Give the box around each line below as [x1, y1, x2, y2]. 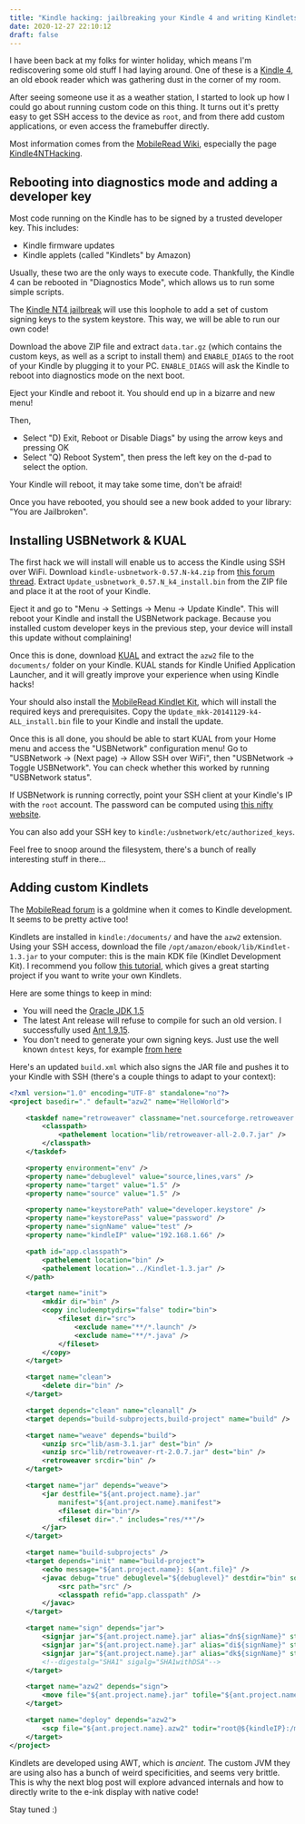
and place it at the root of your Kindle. [9, 586, 152, 596]
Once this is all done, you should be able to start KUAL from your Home [9, 733, 277, 744]
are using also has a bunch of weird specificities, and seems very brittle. [9, 1767, 280, 1778]
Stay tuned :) [9, 1804, 58, 1815]
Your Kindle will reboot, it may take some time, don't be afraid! [9, 479, 242, 491]
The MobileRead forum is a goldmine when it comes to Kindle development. [9, 904, 293, 915]
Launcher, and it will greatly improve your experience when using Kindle [9, 669, 280, 679]
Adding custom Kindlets [9, 880, 150, 896]
